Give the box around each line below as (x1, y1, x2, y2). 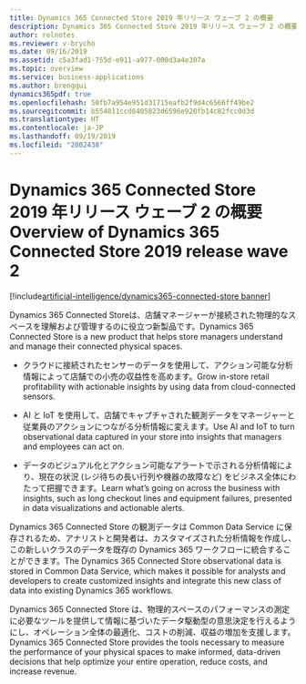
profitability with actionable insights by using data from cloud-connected (22, 381, 296, 392)
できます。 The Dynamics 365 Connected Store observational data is (25, 555, 282, 566)
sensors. (22, 391, 56, 402)
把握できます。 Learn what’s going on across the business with (46, 482, 280, 493)
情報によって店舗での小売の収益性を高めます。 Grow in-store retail (22, 371, 270, 382)
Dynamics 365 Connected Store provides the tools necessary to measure (9, 637, 285, 648)
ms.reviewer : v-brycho (9, 38, 96, 48)
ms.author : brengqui (9, 81, 88, 90)
